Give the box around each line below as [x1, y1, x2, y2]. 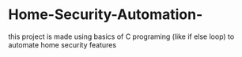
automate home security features [8, 40, 117, 49]
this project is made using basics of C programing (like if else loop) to [8, 32, 235, 41]
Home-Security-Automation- [8, 6, 203, 24]
